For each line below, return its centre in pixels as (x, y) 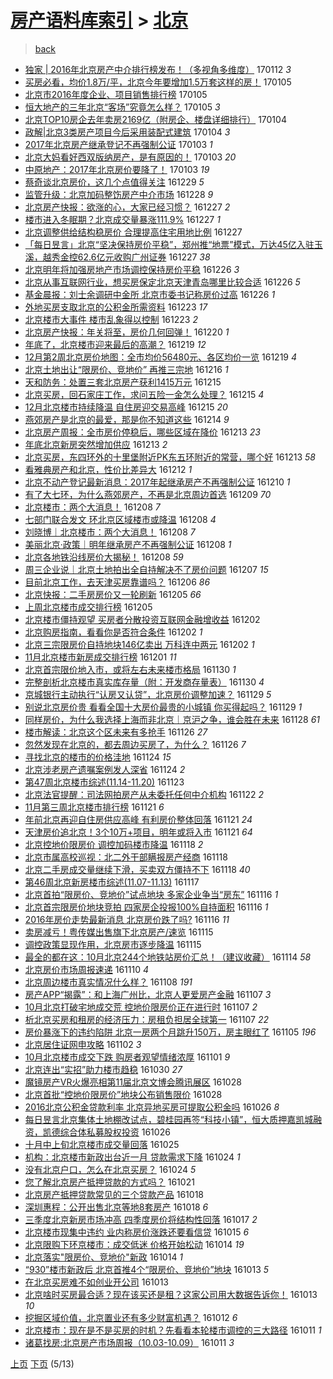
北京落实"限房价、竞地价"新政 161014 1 (104, 1257)
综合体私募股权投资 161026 (115, 1132)
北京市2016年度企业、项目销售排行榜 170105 (116, 94)
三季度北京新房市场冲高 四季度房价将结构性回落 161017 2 (141, 1219)
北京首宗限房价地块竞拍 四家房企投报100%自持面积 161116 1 (146, 907)
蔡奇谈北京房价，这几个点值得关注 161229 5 (114, 182)
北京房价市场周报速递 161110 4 (87, 969)
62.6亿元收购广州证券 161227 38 (144, 257)
